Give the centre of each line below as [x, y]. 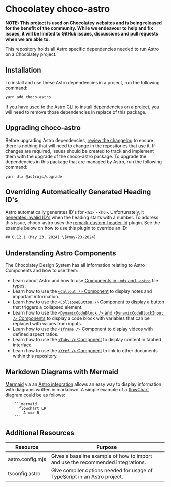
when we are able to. [28, 39]
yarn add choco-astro [28, 97]
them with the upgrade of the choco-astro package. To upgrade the [76, 156]
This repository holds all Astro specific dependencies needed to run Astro [82, 49]
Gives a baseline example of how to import [101, 456]
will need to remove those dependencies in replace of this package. [76, 112]
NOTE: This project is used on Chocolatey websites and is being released [84, 23]
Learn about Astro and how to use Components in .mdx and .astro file [85, 281]
